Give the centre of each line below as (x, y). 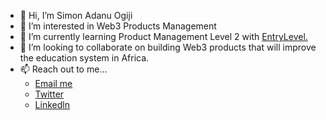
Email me (53, 83)
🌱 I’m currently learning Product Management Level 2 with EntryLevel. (163, 36)
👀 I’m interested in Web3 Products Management (118, 26)
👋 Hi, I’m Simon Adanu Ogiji (76, 15)
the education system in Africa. (84, 58)
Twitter (49, 94)
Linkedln (52, 104)
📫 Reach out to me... (63, 69)
